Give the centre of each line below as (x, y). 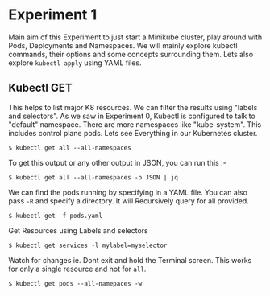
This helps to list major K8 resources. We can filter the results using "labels (133, 107)
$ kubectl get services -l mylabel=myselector (88, 245)
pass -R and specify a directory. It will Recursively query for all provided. (129, 201)
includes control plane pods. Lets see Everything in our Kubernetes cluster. (133, 133)
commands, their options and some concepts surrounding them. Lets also (131, 54)
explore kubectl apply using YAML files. (75, 63)
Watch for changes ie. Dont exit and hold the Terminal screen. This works (130, 260)
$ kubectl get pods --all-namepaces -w (75, 283)
